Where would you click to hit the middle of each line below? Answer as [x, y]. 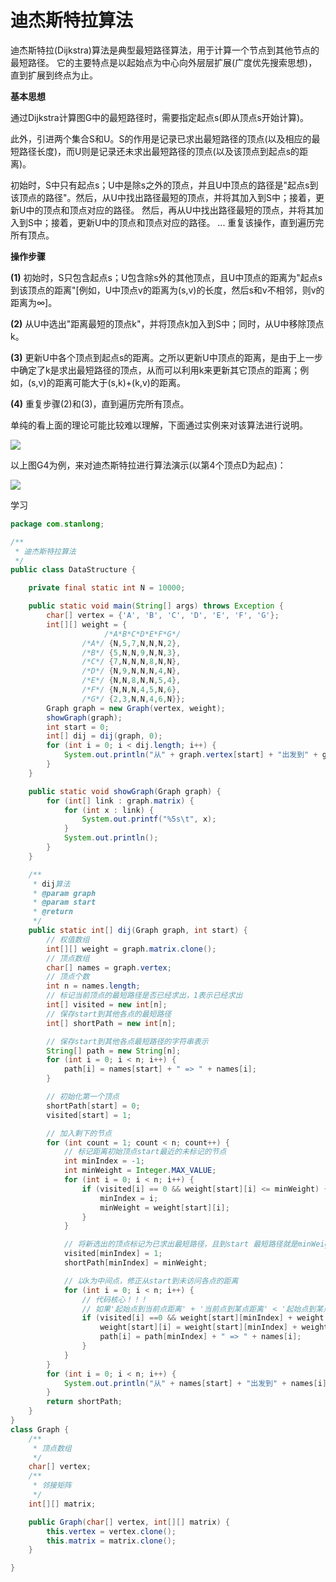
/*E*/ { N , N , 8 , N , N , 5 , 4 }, [131, 681]
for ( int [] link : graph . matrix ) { [120, 801]
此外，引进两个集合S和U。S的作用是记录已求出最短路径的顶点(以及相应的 [161, 138]
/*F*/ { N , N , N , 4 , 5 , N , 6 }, [131, 690]
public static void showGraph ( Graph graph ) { [125, 791]
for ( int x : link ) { [109, 810]
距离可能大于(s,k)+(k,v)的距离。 [120, 382]
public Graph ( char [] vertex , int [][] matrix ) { [129, 1522]
